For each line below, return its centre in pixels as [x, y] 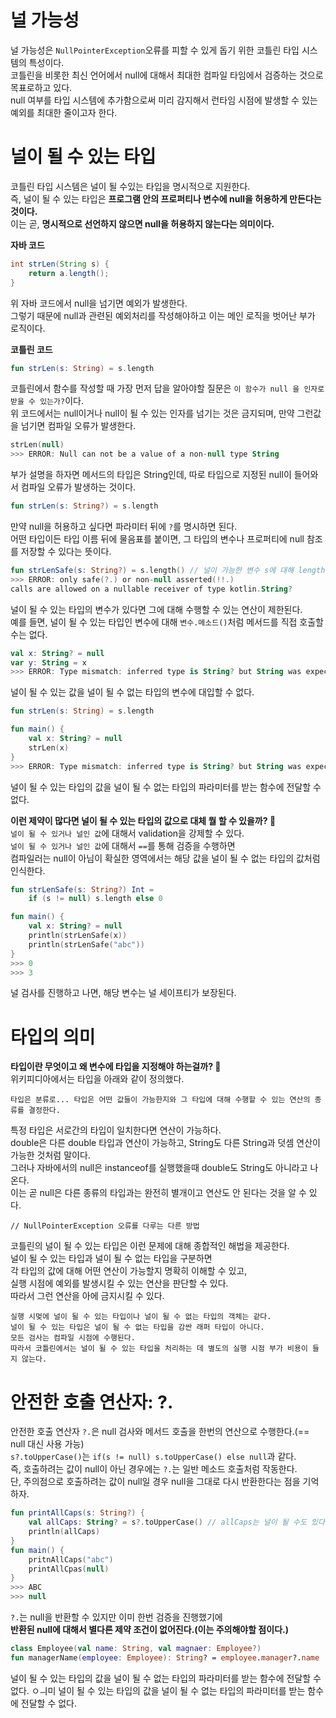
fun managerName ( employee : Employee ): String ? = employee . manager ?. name [165, 1657]
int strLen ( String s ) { [60, 264]
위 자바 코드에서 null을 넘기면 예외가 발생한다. [99, 303]
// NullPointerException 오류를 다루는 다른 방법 [105, 1226]
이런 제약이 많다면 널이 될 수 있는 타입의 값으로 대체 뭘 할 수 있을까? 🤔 [143, 820]
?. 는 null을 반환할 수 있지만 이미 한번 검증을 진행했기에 [116, 1617]
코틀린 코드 [31, 349]
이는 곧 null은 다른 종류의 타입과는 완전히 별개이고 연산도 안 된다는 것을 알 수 [158, 1193]
